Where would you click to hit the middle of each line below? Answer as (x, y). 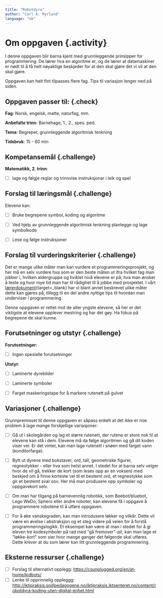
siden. (11, 86)
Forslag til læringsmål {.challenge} (59, 194)
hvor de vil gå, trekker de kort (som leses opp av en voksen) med (77, 471)
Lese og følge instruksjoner (39, 240)
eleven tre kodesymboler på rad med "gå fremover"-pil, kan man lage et (84, 532)
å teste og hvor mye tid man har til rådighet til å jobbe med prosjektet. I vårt (80, 282)
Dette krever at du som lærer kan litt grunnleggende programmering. (81, 542)
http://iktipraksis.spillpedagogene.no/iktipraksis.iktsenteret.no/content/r (84, 585)
